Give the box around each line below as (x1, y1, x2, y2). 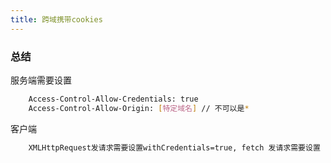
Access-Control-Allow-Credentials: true (28, 94, 199, 104)
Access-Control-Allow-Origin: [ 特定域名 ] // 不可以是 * (28, 103, 250, 113)
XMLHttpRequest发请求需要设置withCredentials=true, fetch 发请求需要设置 (28, 142, 321, 153)
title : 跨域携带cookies (10, 14, 103, 25)
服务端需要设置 (10, 74, 72, 86)
